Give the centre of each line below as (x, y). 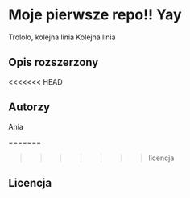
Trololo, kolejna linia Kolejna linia (62, 37)
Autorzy (29, 107)
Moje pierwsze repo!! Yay (95, 15)
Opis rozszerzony (54, 62)
